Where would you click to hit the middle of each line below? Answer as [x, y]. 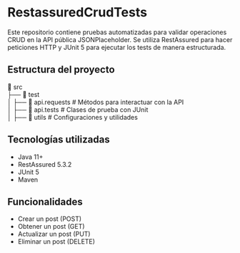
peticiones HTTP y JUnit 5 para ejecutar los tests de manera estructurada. [117, 47]
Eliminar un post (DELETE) [56, 242]
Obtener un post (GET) [51, 227]
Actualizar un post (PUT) [54, 234]
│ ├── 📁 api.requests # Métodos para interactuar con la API [96, 102]
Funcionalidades [45, 201]
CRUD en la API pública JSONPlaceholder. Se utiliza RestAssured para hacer [120, 39]
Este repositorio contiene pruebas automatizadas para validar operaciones [117, 32]
